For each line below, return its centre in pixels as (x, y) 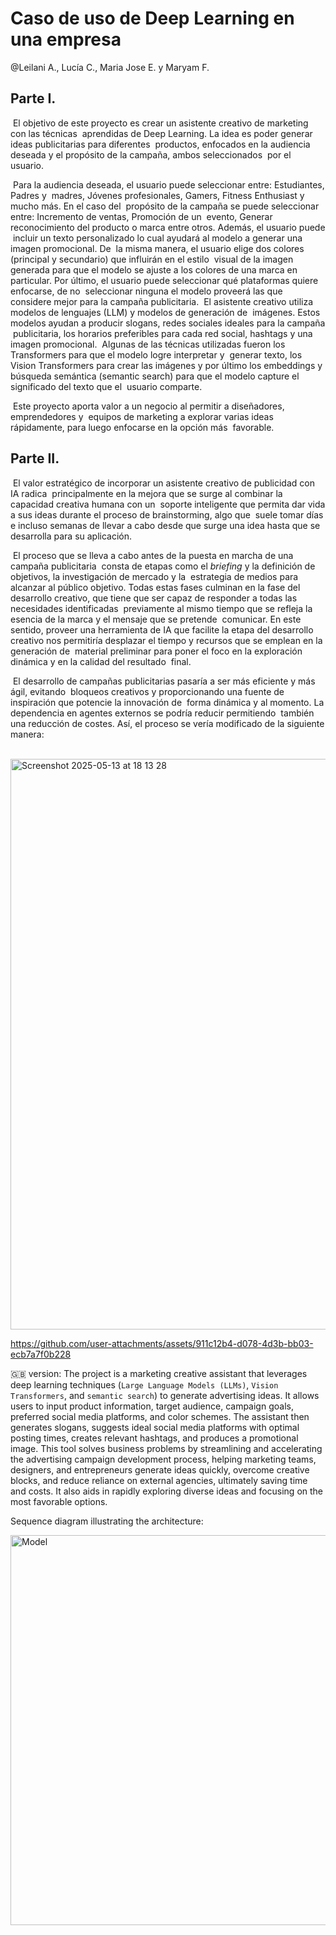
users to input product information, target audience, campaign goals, (152, 1406)
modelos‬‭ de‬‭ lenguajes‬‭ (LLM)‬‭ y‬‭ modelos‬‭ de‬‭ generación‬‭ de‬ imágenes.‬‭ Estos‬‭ (165, 312)
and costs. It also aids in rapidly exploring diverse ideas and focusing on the (167, 1491)
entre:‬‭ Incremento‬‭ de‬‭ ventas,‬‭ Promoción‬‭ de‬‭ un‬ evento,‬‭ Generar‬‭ (141, 216)
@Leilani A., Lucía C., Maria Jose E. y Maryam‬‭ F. (110, 67)
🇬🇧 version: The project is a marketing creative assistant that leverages (159, 1373)
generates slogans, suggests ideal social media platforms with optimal (155, 1427)
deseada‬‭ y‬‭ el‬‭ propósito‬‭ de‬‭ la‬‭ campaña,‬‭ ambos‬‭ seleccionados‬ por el (151, 154)
